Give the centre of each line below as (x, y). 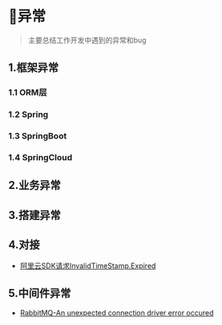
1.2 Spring (28, 114)
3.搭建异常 (35, 215)
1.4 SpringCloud (40, 158)
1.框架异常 (34, 68)
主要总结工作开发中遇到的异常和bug (87, 40)
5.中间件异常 (40, 293)
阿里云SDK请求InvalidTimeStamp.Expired (88, 266)
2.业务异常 (35, 185)
